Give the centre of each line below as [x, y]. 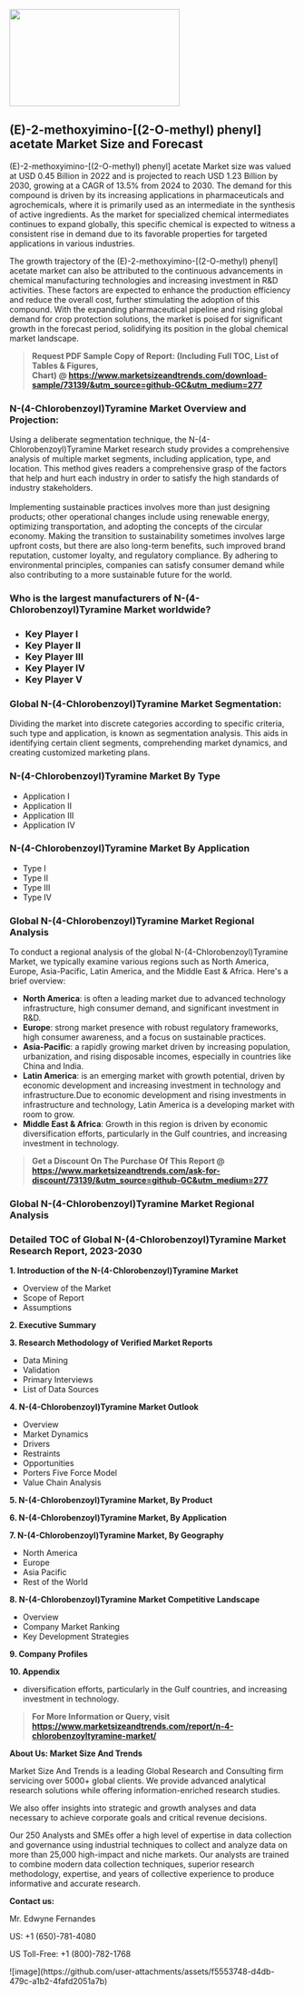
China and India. [53, 1066]
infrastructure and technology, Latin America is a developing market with [158, 1105]
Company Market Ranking [71, 1627]
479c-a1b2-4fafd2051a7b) [59, 1981]
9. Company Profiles [49, 1654]
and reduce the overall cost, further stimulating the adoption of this [135, 299]
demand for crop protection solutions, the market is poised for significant [146, 319]
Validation [41, 1370]
